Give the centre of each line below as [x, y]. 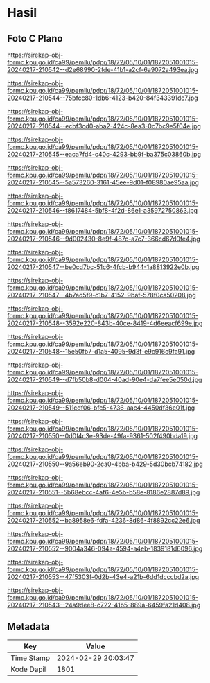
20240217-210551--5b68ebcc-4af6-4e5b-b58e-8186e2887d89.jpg [104, 492]
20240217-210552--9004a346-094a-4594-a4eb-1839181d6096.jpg [105, 548]
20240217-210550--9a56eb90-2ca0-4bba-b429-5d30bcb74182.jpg [105, 464]
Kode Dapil [28, 669]
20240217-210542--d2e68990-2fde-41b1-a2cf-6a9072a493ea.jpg [103, 70]
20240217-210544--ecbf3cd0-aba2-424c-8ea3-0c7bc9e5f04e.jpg [104, 126]
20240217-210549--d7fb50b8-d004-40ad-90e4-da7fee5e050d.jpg [105, 380]
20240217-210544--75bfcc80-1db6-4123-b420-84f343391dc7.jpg [103, 98]
